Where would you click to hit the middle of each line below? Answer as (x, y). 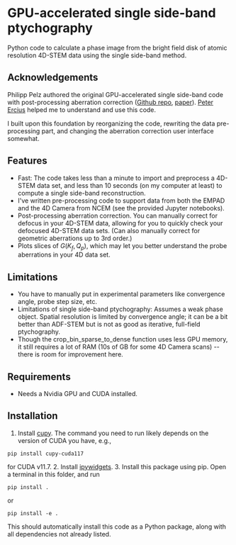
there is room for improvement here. (71, 354)
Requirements (39, 377)
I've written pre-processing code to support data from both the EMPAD (121, 201)
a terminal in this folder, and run (54, 474)
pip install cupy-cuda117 (45, 454)
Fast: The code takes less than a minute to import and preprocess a (116, 178)
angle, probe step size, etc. (57, 302)
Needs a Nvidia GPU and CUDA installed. (78, 393)
